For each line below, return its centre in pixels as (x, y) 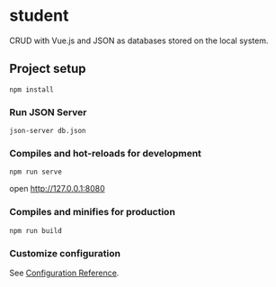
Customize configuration (65, 253)
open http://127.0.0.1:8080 (57, 189)
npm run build (36, 230)
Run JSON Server (48, 112)
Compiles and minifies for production (92, 212)
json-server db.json (48, 131)
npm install (31, 90)
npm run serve (36, 172)
